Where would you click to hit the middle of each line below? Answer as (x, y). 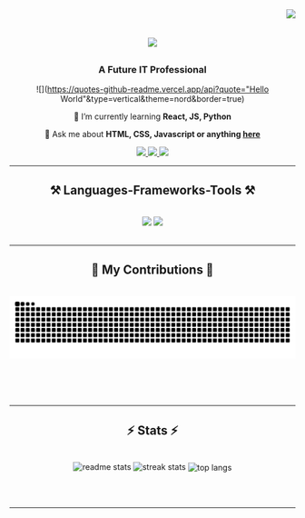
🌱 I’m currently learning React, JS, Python (152, 116)
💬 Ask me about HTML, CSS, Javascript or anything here (152, 134)
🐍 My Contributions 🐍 (152, 269)
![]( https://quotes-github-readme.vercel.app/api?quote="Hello (152, 89)
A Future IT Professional (152, 70)
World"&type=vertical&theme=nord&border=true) (152, 99)
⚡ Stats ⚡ (152, 431)
